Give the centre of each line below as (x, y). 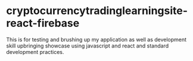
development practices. (35, 52)
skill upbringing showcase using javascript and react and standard (87, 46)
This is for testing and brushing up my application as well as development (96, 39)
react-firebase (43, 23)
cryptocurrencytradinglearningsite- (97, 11)
